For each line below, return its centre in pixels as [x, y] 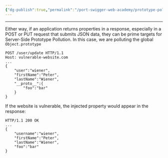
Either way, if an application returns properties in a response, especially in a [83, 28]
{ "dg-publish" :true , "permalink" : [40, 10]
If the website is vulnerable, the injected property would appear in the [77, 106]
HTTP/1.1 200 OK [22, 120]
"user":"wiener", [32, 70]
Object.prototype [23, 44]
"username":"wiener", [36, 133]
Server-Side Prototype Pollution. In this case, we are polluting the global [79, 39]
